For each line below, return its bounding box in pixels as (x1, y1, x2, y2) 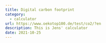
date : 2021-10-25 (5, 30, 41, 35)
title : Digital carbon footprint (5, 7, 75, 12)
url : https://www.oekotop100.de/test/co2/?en (5, 21, 101, 26)
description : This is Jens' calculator (5, 26, 88, 31)
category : (5, 12, 26, 17)
